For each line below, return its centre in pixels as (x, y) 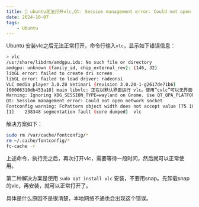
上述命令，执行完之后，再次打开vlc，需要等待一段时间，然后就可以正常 (93, 158)
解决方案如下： (24, 124)
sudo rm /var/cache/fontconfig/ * (47, 135)
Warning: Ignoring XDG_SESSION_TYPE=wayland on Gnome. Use (81, 95)
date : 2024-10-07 (28, 17)
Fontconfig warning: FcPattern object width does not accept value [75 (96, 106)
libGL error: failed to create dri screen (59, 73)
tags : (13, 22)
